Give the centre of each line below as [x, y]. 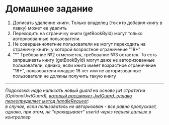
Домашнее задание [49, 9]
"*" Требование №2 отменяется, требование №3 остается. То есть [85, 54]
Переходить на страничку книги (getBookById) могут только [77, 33]
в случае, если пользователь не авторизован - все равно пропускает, [81, 106]
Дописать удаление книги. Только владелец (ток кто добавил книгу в [87, 23]
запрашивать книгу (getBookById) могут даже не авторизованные [83, 60]
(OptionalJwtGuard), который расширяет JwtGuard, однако [69, 95]
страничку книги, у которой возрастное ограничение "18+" [76, 49]
